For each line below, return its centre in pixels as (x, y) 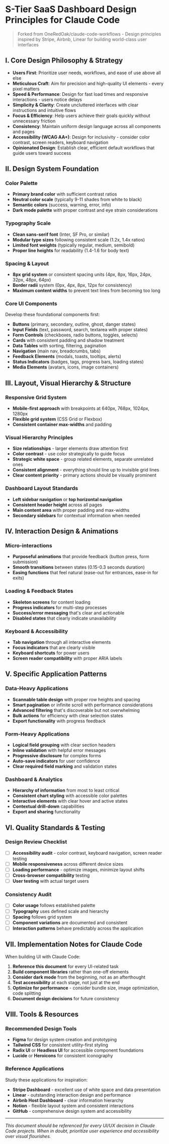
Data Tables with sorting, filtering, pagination (59, 346)
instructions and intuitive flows (44, 110)
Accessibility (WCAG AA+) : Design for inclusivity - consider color (81, 137)
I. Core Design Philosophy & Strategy (64, 61)
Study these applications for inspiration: (47, 1079)
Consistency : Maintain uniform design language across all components (87, 126)
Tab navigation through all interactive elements (62, 642)
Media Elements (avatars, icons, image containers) (66, 367)
